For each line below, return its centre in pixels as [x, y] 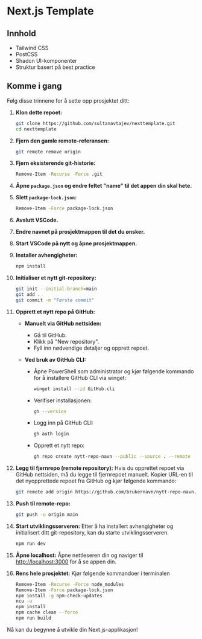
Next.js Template [50, 11]
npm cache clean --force [47, 612]
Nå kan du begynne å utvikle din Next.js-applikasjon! [72, 629]
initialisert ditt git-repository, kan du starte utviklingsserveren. [92, 532]
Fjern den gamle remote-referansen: [62, 141]
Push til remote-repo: [43, 504]
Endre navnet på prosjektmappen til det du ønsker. [80, 232]
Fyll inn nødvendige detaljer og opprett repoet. [91, 348]
